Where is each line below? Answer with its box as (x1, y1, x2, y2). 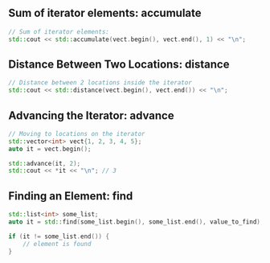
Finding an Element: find (8, 189, 133, 203)
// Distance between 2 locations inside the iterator (8, 79, 193, 87)
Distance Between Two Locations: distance (8, 57, 230, 71)
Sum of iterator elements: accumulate (8, 6, 202, 20)
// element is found (22, 240, 92, 248)
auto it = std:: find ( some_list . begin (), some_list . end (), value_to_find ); (8, 218, 264, 226)
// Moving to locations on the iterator (8, 129, 146, 138)
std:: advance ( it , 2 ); (8, 159, 81, 167)
